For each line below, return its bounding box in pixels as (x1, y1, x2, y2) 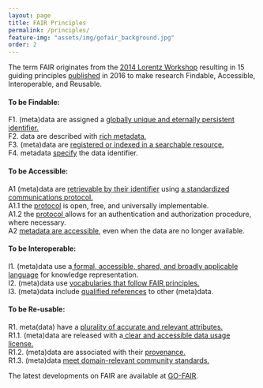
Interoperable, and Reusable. (8, 80, 103, 89)
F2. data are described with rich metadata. (8, 132, 147, 141)
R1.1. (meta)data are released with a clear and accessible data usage (8, 330, 231, 340)
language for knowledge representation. (8, 270, 139, 279)
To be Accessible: (8, 166, 69, 176)
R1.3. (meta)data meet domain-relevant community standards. (8, 356, 210, 365)
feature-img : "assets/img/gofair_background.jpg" (8, 33, 175, 42)
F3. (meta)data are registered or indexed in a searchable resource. (8, 140, 224, 150)
